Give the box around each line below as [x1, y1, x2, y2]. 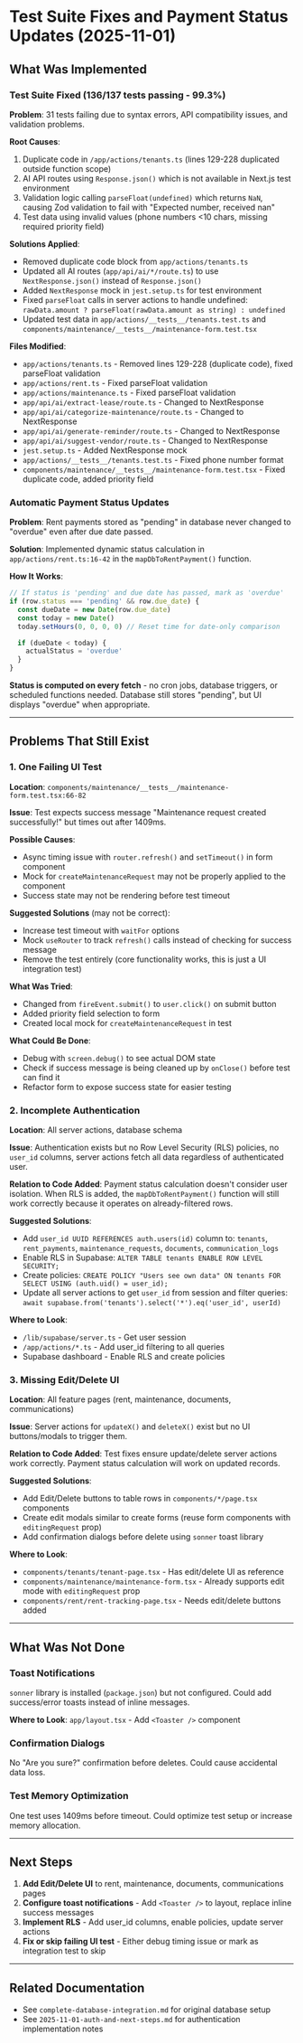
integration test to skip [22, 1945, 106, 1956]
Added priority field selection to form [22, 1008, 161, 1019]
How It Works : [9, 571, 63, 582]
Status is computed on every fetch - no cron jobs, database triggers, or [9, 680, 278, 691]
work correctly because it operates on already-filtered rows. [9, 1198, 234, 1209]
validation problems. [9, 118, 86, 129]
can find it [22, 1071, 60, 1082]
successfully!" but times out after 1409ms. [9, 816, 167, 827]
